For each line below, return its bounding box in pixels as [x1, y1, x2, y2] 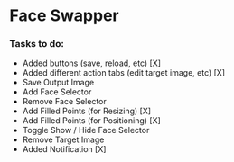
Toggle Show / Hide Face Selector [22, 125, 150, 136]
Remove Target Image [22, 134, 105, 145]
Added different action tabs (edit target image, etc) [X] [22, 67, 226, 78]
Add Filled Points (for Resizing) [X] [22, 105, 152, 117]
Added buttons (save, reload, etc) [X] [22, 58, 161, 68]
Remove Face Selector [22, 96, 107, 107]
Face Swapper [9, 5, 119, 26]
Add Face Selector [22, 86, 92, 97]
